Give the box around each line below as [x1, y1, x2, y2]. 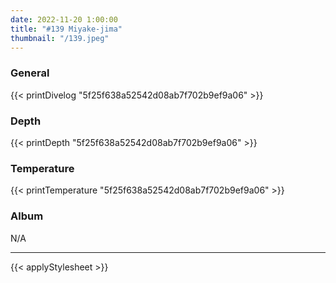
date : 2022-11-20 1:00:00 [10, 14, 118, 25]
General [10, 66, 50, 80]
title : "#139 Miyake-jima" [10, 24, 123, 34]
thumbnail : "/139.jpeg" [10, 33, 110, 43]
